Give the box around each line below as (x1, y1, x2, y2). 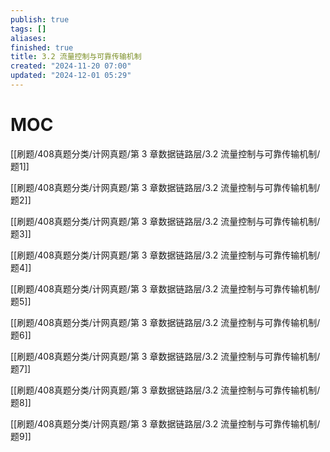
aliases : (10, 33, 47, 43)
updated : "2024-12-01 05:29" (10, 71, 132, 81)
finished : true (10, 42, 74, 53)
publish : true (10, 14, 70, 25)
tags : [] (10, 24, 47, 34)
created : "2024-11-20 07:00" (10, 61, 132, 71)
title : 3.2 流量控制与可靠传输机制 (10, 52, 142, 62)
